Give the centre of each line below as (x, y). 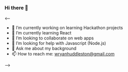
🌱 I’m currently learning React (42, 33)
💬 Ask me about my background (44, 49)
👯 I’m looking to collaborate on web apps (53, 38)
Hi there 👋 (17, 8)
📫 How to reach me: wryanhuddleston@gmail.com (63, 54)
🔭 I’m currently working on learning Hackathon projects (67, 28)
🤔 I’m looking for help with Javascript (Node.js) (59, 43)
